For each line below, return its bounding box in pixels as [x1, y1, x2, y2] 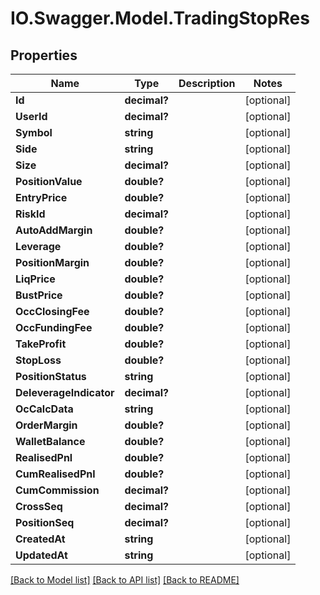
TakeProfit [15, 337, 67, 351]
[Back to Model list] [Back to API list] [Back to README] [10, 574, 240, 586]
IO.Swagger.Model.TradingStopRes [10, 7, 310, 30]
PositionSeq [15, 516, 75, 529]
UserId [15, 110, 48, 123]
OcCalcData [15, 402, 74, 416]
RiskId [15, 207, 46, 221]
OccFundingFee [15, 321, 93, 334]
